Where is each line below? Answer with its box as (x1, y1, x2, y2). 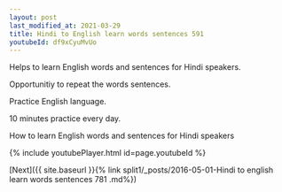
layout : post (9, 12, 58, 22)
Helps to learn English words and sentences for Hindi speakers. (9, 62, 241, 73)
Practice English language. (9, 96, 106, 107)
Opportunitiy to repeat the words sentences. (9, 79, 171, 89)
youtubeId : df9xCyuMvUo (9, 37, 98, 47)
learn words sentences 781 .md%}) (9, 174, 137, 185)
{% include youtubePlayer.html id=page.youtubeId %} (9, 148, 207, 158)
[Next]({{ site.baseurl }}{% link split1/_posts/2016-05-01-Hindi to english (9, 165, 274, 175)
